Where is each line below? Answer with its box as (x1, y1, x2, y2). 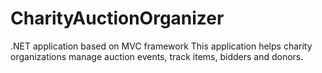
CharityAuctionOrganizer (10, 7, 225, 30)
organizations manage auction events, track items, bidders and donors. (10, 50, 304, 62)
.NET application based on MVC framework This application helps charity (10, 40, 313, 52)
